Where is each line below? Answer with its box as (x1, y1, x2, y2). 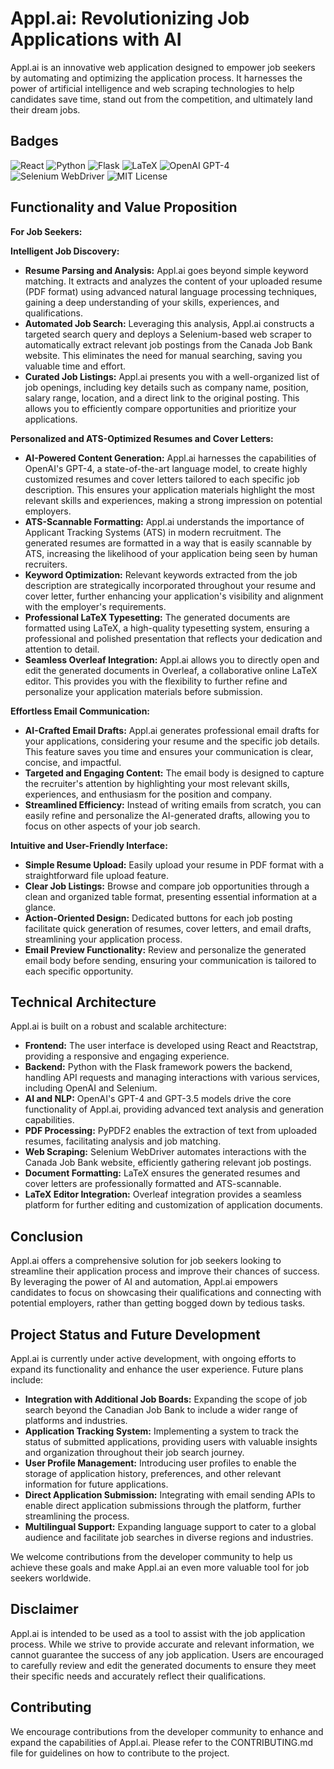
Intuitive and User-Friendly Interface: (10, 839, 168, 851)
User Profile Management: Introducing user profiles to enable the (24, 1457, 297, 1469)
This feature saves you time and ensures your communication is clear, (24, 745, 314, 757)
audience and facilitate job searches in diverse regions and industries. (24, 1532, 314, 1543)
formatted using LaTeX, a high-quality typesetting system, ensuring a (24, 622, 310, 634)
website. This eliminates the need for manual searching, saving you (24, 349, 303, 361)
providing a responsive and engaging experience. (24, 1050, 230, 1062)
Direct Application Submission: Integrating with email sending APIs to (24, 1489, 316, 1501)
